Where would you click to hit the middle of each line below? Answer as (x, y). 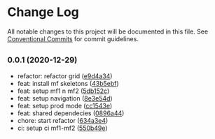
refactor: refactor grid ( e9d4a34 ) (65, 76)
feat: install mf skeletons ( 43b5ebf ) (68, 83)
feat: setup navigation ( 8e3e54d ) (65, 98)
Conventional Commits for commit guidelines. (73, 38)
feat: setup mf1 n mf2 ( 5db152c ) (63, 91)
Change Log (43, 12)
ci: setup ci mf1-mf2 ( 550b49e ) (62, 128)
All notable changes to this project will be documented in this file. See (108, 31)
